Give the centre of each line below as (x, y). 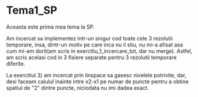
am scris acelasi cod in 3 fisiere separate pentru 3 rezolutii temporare (92, 57)
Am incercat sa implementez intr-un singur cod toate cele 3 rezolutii (89, 38)
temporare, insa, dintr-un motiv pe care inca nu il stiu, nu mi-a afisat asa (95, 45)
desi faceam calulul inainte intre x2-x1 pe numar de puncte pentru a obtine (98, 82)
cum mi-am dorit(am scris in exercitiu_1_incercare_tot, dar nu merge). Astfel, (99, 51)
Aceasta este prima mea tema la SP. (50, 27)
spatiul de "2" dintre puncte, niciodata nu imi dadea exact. (78, 87)
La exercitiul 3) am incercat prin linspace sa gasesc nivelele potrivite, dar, (96, 75)
